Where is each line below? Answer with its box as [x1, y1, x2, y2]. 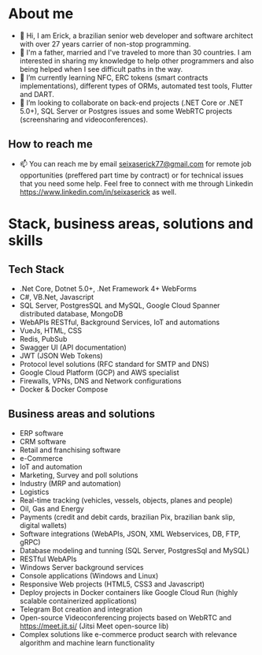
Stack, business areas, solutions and [8, 215, 254, 233]
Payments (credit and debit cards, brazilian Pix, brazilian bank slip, [19, 512, 235, 522]
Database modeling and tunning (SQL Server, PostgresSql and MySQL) [19, 545, 250, 555]
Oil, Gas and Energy [19, 503, 84, 513]
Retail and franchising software [19, 445, 121, 455]
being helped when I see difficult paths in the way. [19, 64, 183, 73]
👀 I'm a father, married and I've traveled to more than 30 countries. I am [19, 47, 252, 57]
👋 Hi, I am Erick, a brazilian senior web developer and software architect [19, 31, 253, 40]
